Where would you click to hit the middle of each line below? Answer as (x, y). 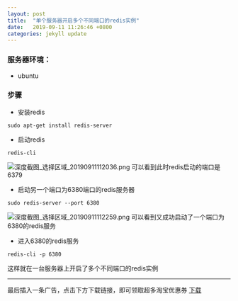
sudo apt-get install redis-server (60, 125)
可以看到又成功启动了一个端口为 (177, 217)
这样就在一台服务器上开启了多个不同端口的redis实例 (83, 268)
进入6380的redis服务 (48, 241)
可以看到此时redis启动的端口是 (176, 166)
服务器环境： (29, 59)
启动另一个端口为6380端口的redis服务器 (76, 189)
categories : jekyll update (47, 34)
